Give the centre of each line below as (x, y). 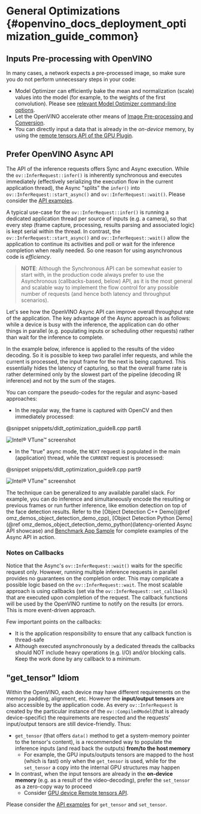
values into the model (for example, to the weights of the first (90, 97)
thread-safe (30, 640)
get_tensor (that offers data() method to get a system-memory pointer (102, 736)
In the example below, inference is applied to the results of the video (90, 349)
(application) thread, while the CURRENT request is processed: (89, 458)
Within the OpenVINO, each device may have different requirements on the (98, 692)
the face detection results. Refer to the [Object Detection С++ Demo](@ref (98, 512)
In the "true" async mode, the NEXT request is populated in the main (98, 451)
